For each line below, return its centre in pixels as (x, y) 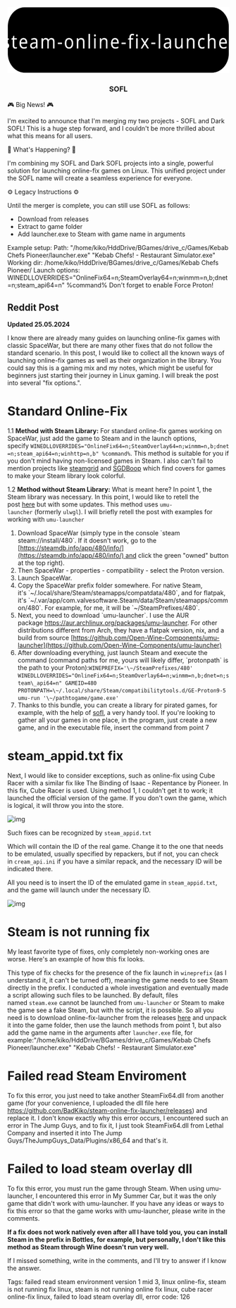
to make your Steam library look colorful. (66, 476)
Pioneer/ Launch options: (44, 270)
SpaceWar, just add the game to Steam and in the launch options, (102, 438)
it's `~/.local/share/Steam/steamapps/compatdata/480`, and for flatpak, (122, 593)
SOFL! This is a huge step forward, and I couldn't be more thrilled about (111, 129)
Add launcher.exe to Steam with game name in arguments (101, 234)
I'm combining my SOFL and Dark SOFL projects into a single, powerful (110, 163)
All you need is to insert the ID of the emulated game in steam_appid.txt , (112, 882)
